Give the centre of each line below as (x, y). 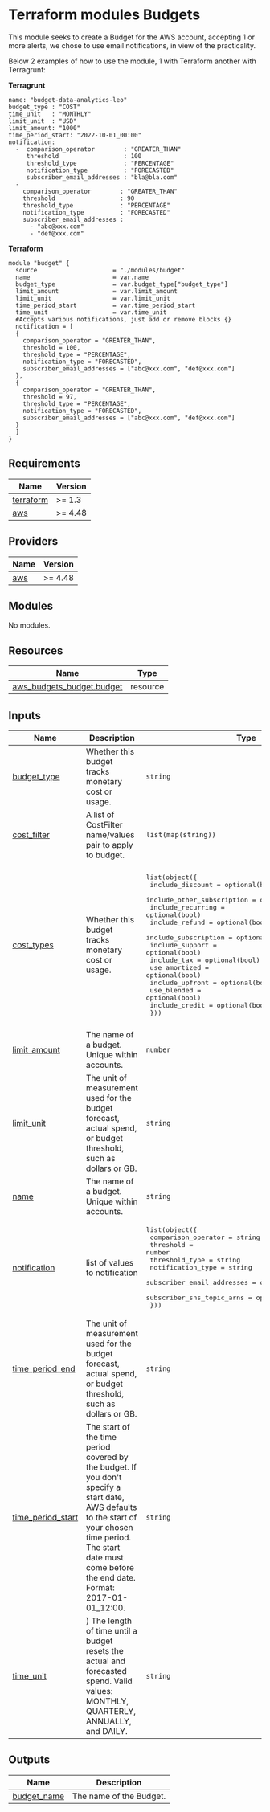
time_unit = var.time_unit (91, 312)
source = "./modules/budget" (100, 270)
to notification (112, 1273)
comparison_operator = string (205, 1237)
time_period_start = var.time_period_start (106, 305)
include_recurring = (187, 907)
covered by (107, 1457)
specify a (103, 1487)
